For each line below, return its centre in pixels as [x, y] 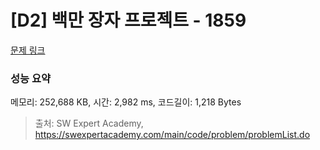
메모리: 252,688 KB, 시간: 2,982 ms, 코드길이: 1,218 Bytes [126, 102]
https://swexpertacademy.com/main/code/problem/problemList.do [172, 135]
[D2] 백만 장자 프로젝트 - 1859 [128, 20]
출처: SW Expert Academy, [89, 123]
